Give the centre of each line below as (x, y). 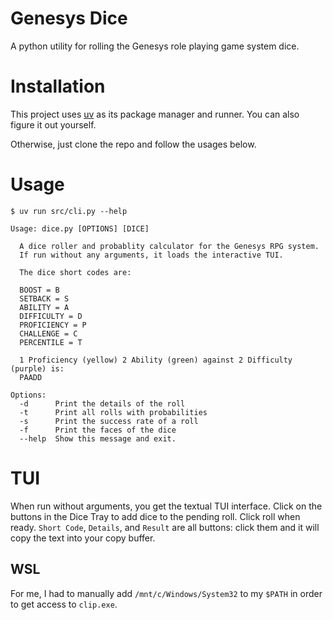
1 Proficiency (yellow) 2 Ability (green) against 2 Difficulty (156, 360)
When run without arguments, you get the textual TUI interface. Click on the (166, 506)
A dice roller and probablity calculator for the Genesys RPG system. (169, 246)
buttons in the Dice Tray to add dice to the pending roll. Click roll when (155, 516)
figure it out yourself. (53, 124)
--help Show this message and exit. (98, 438)
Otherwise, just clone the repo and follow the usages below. (133, 144)
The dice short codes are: (75, 272)
